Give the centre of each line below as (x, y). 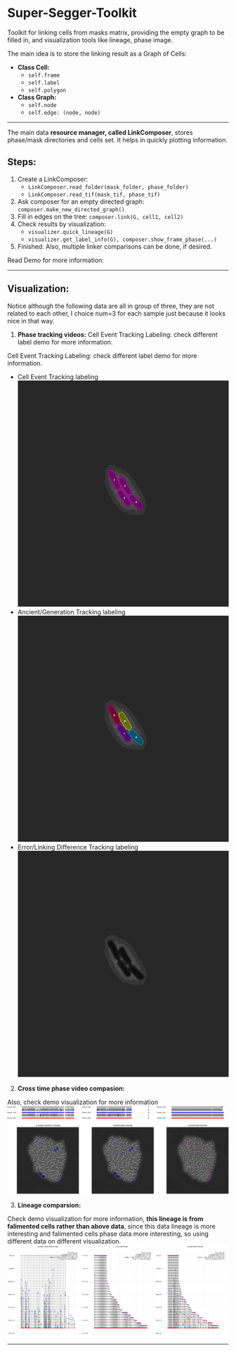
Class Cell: (34, 67)
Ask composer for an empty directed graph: (81, 201)
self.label (44, 82)
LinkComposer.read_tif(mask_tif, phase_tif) (94, 194)
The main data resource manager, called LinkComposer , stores (100, 132)
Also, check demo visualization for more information (83, 1102)
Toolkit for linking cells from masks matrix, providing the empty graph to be (116, 32)
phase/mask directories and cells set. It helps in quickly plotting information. (118, 139)
